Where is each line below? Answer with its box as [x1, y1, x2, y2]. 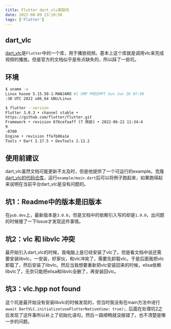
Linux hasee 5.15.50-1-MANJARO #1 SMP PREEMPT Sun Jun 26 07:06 [5, 91, 145, 96]
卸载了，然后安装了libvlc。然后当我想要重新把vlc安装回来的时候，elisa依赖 [5, 262, 161, 268]
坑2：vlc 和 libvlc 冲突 [5, 235, 75, 243]
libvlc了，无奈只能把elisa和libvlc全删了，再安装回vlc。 [5, 268, 119, 274]
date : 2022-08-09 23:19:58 [5, 12, 63, 17]
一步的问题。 [5, 318, 32, 324]
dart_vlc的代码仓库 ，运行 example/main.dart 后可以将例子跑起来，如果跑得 [5, 174, 159, 181]
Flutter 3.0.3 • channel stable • [5, 110, 79, 115]
